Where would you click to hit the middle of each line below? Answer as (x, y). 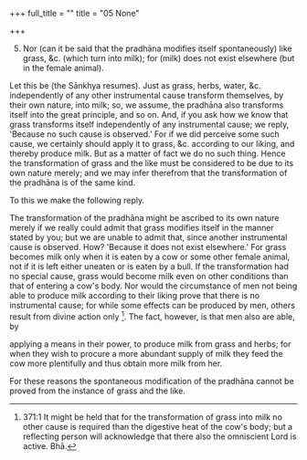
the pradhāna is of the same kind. (73, 183)
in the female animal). (64, 68)
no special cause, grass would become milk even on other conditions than (149, 276)
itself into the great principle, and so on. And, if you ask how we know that (149, 115)
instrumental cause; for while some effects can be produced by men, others (152, 305)
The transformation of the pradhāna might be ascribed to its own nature (145, 218)
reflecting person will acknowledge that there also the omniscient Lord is (159, 436)
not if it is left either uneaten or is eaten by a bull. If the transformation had (149, 267)
